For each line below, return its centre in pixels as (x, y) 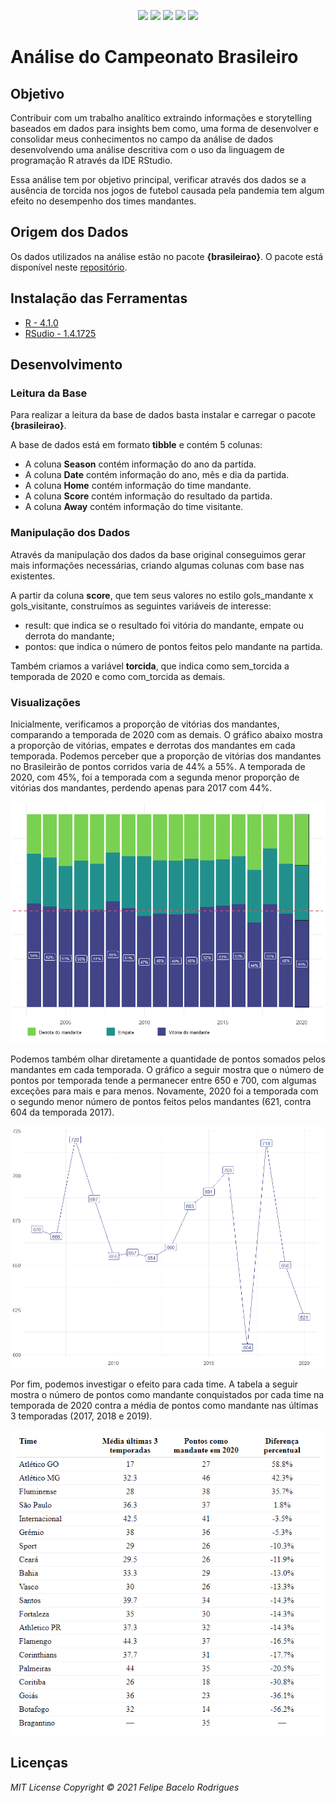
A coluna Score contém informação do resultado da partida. (148, 496)
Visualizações (45, 702)
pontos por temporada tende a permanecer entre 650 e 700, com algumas (163, 1081)
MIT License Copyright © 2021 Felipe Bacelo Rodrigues (125, 1787)
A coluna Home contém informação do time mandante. (138, 486)
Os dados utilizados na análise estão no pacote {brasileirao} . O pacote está (167, 256)
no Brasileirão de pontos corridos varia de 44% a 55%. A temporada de (158, 766)
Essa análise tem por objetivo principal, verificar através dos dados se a (158, 179)
